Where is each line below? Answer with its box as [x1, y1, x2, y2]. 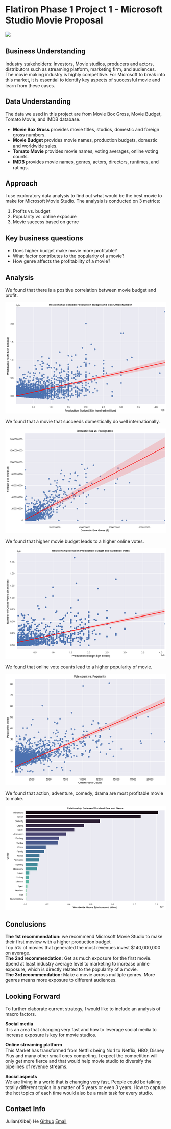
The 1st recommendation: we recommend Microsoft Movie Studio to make [5, 934, 163, 940]
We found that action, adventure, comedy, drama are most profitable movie [5, 790, 163, 796]
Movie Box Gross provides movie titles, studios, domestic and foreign [12, 126, 160, 132]
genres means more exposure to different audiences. [5, 977, 117, 983]
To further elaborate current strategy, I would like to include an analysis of [5, 1005, 161, 1012]
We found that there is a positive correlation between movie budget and [5, 287, 157, 293]
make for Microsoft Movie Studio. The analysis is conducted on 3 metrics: [5, 198, 161, 204]
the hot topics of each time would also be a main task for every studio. [5, 1090, 153, 1096]
